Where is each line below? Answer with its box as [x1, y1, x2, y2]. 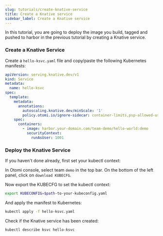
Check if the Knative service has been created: [5, 218, 99, 223]
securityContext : [26, 131, 62, 136]
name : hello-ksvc [9, 86, 45, 91]
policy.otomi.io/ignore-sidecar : [22, 112, 90, 118]
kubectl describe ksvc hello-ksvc [5, 227, 75, 232]
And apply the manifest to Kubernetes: [5, 200, 82, 205]
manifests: [5, 63, 26, 68]
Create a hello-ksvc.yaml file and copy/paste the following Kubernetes [5, 58, 147, 63]
